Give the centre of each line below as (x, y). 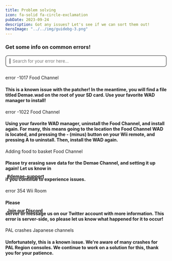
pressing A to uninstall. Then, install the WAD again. (62, 140)
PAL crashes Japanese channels (40, 230)
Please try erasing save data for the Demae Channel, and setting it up (80, 163)
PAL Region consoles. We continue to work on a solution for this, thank (82, 247)
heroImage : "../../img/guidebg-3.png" (47, 29)
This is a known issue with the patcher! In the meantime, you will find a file (86, 90)
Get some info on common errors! (48, 47)
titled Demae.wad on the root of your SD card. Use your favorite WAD (80, 95)
